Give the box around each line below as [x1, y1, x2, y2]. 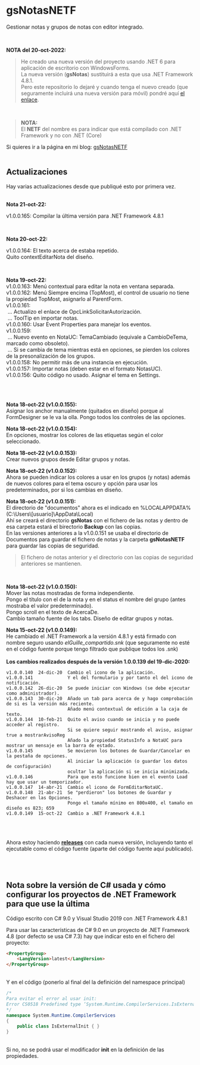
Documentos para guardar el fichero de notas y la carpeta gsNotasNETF [6, 535, 185, 543]
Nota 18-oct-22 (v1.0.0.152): [6, 467, 77, 474]
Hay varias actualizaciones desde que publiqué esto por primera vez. [6, 182, 176, 190]
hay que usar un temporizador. [6, 779, 84, 785]
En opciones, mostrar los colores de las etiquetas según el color [6, 431, 164, 438]
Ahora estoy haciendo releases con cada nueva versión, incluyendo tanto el [6, 838, 193, 846]
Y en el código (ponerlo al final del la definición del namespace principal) [6, 979, 186, 986]
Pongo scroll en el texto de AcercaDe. [6, 608, 99, 615]
